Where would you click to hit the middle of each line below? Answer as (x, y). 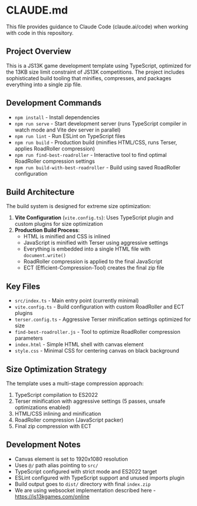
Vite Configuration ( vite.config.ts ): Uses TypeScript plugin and (94, 218)
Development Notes (43, 445)
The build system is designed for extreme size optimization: (79, 206)
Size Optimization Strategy (57, 369)
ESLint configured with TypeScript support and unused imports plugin (99, 478)
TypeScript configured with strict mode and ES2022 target (86, 471)
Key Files (23, 286)
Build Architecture (40, 192)
